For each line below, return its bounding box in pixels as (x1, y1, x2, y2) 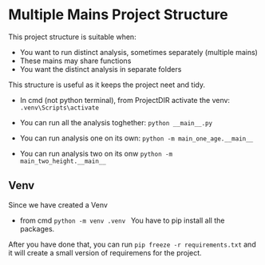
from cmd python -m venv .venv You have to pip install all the (19, 216, 225, 225)
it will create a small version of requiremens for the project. (8, 247, 202, 257)
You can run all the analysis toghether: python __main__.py (19, 117, 213, 127)
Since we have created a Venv (8, 200, 108, 209)
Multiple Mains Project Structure (8, 6, 229, 24)
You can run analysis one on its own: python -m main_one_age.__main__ (19, 133, 254, 143)
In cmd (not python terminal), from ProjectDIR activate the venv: (19, 95, 230, 105)
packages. (19, 223, 55, 233)
